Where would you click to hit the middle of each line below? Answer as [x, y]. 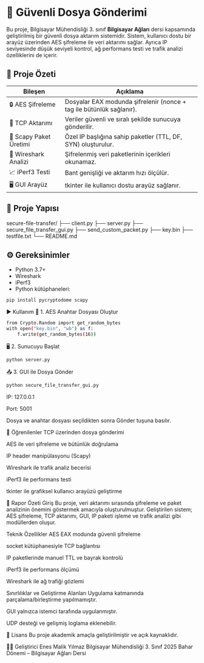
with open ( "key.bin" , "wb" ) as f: [50, 329]
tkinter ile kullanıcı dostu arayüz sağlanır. [123, 186]
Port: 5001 [19, 408]
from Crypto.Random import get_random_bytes [63, 323]
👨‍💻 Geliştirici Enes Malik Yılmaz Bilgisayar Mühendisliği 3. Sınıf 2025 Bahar [100, 647]
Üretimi [20, 144]
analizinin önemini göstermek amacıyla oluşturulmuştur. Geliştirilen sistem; [99, 509]
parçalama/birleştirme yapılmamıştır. [52, 599]
